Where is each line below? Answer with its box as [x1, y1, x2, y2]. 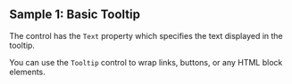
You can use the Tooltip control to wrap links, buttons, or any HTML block [9, 57, 283, 67]
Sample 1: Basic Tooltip [9, 7, 141, 22]
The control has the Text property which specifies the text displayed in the [9, 30, 283, 41]
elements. [9, 66, 46, 77]
